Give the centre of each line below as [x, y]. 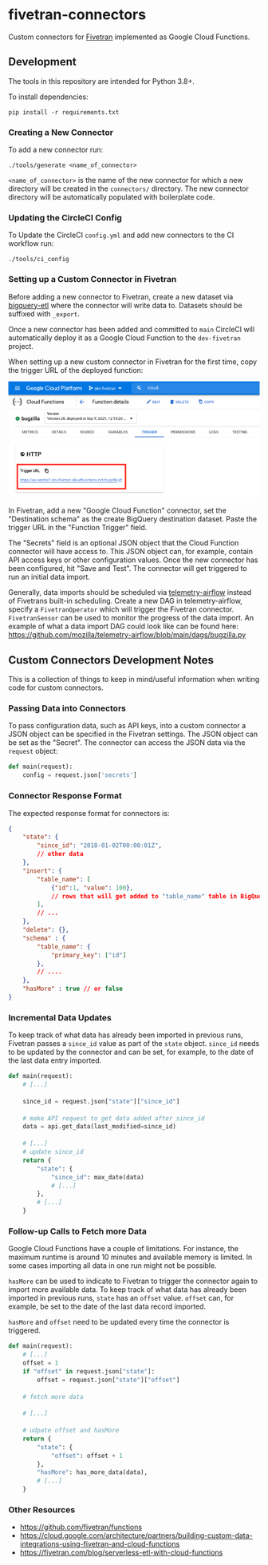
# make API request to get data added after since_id [114, 1118]
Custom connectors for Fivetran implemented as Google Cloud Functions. [129, 37]
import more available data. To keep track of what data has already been [128, 1290]
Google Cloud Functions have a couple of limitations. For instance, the [124, 1249]
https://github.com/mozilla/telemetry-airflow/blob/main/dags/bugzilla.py [127, 635]
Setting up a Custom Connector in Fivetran [93, 279]
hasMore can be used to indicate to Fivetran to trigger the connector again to [133, 1281]
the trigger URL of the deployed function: [76, 370]
